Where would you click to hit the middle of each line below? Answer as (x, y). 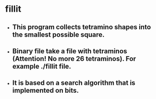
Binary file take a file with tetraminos (70, 51)
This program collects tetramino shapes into (81, 27)
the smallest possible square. (58, 34)
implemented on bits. (46, 90)
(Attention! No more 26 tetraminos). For (74, 59)
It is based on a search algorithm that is (74, 83)
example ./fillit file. (42, 66)
